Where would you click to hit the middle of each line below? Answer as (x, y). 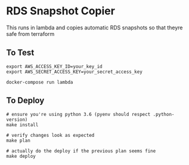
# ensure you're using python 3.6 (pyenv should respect (78, 114)
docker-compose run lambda (40, 82)
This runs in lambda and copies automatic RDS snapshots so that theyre (94, 27)
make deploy (21, 156)
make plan (18, 140)
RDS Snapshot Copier (61, 11)
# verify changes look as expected (50, 135)
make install (22, 125)
